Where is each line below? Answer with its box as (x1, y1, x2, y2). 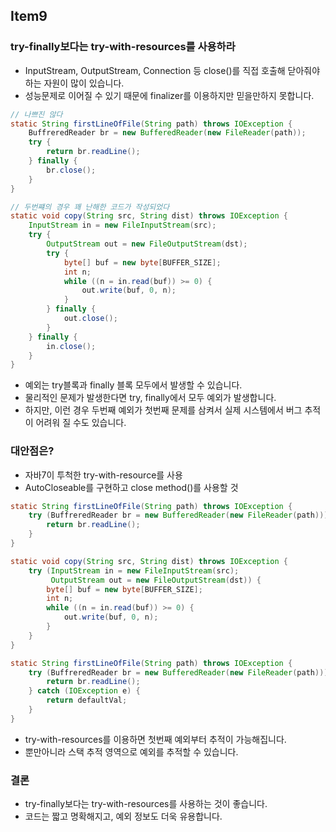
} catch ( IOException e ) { (28, 686, 141, 696)
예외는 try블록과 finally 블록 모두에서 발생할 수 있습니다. (24, 379, 243, 391)
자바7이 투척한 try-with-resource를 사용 (24, 469, 183, 481)
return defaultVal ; (46, 695, 128, 706)
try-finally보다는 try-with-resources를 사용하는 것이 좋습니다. (24, 798, 268, 810)
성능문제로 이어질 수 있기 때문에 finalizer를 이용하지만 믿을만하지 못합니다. (24, 89, 315, 101)
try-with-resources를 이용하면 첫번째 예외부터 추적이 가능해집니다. (24, 733, 287, 745)
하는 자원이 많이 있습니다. (24, 77, 125, 89)
